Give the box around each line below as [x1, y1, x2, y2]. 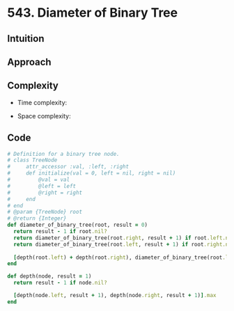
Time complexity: [17, 98, 68, 106]
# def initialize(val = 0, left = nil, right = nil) [7, 170, 176, 177]
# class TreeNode [7, 157, 58, 164]
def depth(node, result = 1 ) [7, 273, 92, 280]
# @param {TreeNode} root [7, 209, 82, 216]
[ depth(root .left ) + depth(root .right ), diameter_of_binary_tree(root [13, 254, 223, 261]
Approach [7, 56, 52, 67]
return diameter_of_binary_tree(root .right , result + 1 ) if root [13, 234, 208, 241]
